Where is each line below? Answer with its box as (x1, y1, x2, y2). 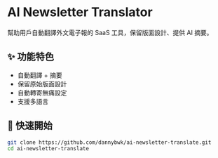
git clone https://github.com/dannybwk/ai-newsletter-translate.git (7, 138, 212, 146)
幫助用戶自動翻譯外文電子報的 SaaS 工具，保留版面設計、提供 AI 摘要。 (7, 28, 213, 37)
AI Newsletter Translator (7, 4, 153, 20)
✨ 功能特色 (7, 51, 55, 63)
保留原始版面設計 (17, 79, 67, 88)
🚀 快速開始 (7, 120, 53, 132)
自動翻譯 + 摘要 (17, 71, 62, 79)
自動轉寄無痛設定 (17, 88, 67, 97)
